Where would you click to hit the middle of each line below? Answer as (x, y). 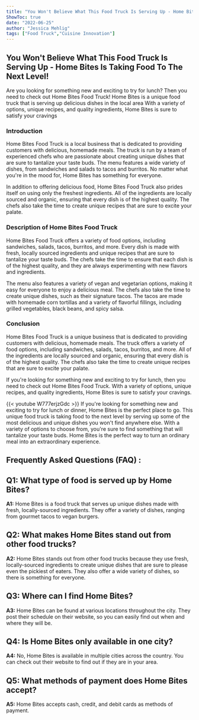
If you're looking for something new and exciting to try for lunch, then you (96, 379)
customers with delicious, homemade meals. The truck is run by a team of (97, 150)
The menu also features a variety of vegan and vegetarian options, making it (99, 283)
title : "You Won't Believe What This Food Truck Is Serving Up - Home (95, 12)
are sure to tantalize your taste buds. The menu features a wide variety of (96, 163)
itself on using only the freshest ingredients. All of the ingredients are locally (99, 193)
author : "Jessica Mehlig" (38, 28)
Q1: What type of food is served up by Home (89, 480)
